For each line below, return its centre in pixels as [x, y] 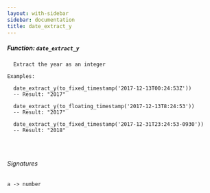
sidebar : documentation [41, 20]
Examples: [21, 77]
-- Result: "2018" [40, 131]
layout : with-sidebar [38, 13]
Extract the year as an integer [60, 65]
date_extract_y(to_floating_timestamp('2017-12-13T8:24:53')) [104, 107]
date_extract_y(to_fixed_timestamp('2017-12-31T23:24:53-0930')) [109, 125]
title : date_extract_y [39, 26]
